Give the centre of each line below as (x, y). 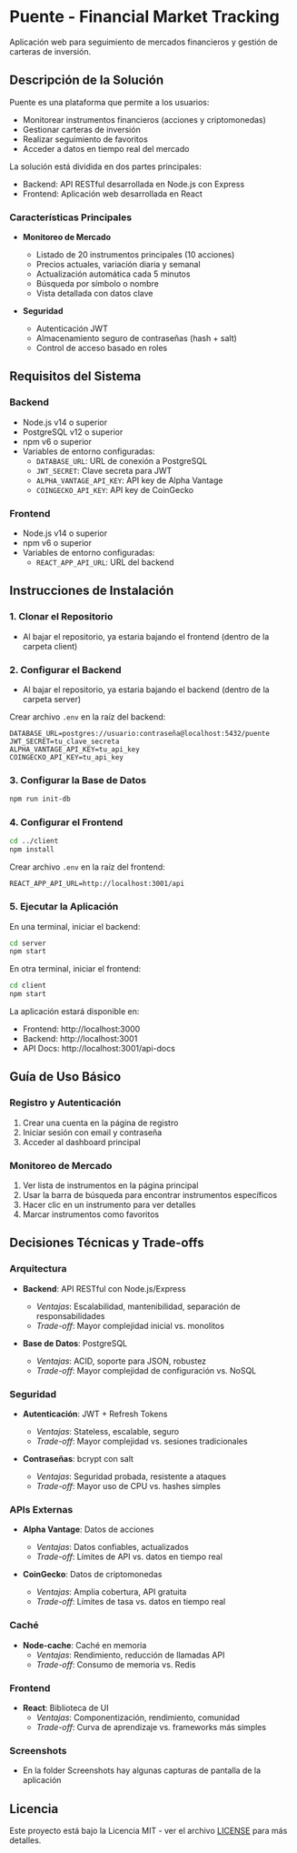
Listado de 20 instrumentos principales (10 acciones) (135, 255)
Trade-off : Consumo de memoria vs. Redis (116, 1664)
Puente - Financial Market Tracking (144, 17)
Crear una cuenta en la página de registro (100, 1123)
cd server (28, 943)
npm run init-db (40, 799)
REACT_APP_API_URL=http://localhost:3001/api (97, 884)
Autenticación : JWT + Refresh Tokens (95, 1414)
